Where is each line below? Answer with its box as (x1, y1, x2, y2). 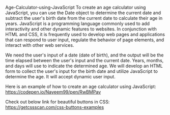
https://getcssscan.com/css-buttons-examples (5, 104, 104, 110)
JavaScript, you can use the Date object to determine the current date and (5, 10, 161, 16)
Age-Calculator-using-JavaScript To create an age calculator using (5, 5, 146, 10)
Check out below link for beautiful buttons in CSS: (5, 99, 110, 105)
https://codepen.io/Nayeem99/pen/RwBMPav (5, 89, 101, 95)
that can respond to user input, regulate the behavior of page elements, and (5, 37, 164, 43)
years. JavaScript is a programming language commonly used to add (5, 20, 150, 26)
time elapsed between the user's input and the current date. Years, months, (5, 57, 164, 63)
